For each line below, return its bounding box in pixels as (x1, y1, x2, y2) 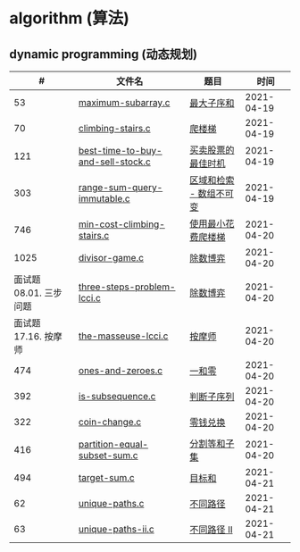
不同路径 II (189, 523, 233, 536)
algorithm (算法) (9, 8, 129, 29)
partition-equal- (79, 439, 149, 450)
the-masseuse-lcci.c (79, 330, 169, 342)
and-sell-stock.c (79, 155, 152, 168)
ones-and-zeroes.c (79, 364, 163, 376)
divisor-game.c (79, 252, 145, 263)
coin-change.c (79, 416, 142, 428)
